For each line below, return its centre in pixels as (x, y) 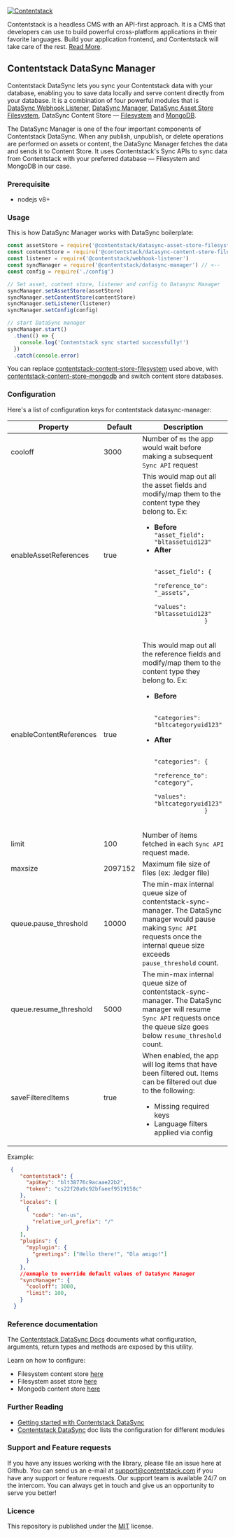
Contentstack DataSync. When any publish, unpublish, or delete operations (115, 136)
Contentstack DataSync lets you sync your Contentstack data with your (110, 85)
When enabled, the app (180, 1055)
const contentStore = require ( (53, 252)
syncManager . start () (37, 330)
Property (54, 427)
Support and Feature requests (59, 1447)
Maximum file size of (177, 864)
